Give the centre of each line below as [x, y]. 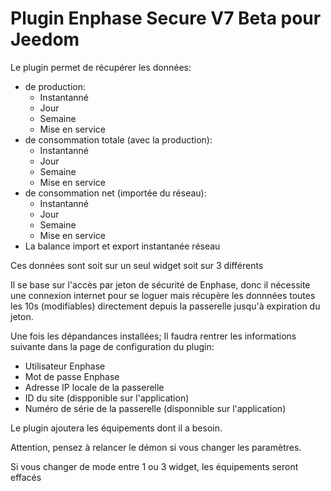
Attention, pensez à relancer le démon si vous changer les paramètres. [156, 447]
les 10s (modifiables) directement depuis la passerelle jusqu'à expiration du [165, 306]
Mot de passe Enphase [72, 376]
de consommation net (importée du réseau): [115, 193]
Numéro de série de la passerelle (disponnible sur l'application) [155, 408]
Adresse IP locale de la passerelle [94, 387]
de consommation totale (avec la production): [118, 139]
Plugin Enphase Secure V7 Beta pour [166, 18]
